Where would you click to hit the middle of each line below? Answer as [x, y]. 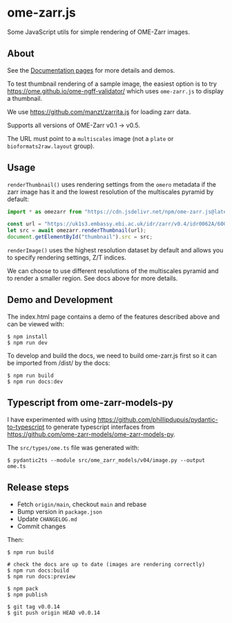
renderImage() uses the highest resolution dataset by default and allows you [115, 250]
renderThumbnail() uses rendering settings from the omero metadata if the [112, 184]
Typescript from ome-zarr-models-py [90, 403]
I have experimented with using [52, 419]
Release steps [38, 488]
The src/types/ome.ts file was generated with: [73, 447]
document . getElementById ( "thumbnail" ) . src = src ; [80, 237]
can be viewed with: [36, 324]
